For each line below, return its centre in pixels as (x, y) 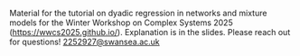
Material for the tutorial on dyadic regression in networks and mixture (138, 13)
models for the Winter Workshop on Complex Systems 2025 (121, 23)
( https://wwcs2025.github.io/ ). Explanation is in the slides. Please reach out (150, 32)
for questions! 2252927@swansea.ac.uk (84, 42)
